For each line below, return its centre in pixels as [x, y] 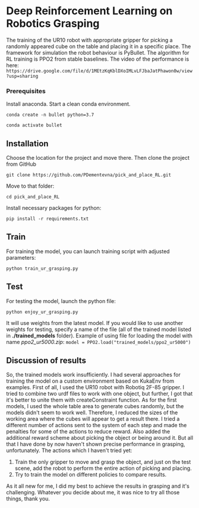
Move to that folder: [30, 186]
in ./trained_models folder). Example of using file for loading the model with [99, 335]
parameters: [21, 257]
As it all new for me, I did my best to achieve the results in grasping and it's [98, 486]
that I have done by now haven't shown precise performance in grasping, [96, 444]
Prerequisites [26, 91]
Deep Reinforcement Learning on [89, 11]
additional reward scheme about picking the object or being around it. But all [100, 438]
